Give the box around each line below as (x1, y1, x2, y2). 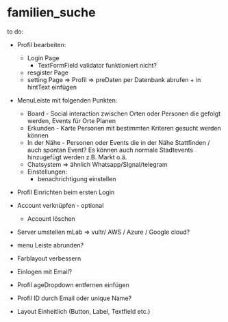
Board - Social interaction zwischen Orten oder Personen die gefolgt (27, 109, 221, 118)
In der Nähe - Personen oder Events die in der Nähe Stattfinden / (27, 138, 210, 146)
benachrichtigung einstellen (37, 174, 116, 183)
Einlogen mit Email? (16, 267, 73, 276)
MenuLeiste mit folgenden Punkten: (16, 96, 118, 104)
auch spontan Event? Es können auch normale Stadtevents (27, 146, 194, 154)
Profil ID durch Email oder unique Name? (16, 294, 132, 302)
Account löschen (27, 214, 75, 223)
